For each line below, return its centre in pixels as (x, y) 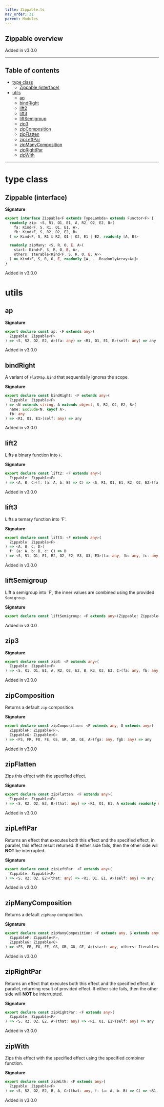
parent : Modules (21, 19)
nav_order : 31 (20, 14)
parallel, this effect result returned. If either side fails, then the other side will (82, 845)
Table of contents (32, 70)
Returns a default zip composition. (40, 707)
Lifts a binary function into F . (34, 455)
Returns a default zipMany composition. (44, 915)
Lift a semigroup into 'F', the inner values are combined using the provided (80, 592)
